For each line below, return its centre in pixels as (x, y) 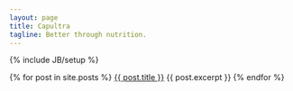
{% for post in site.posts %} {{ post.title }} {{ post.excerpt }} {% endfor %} (147, 77)
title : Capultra (40, 26)
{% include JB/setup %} (54, 60)
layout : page (34, 18)
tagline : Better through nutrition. (78, 34)
